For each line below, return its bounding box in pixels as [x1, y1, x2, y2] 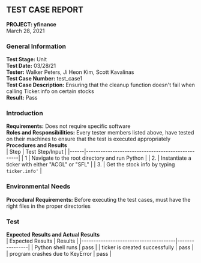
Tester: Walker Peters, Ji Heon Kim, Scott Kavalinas [6, 68, 134, 76]
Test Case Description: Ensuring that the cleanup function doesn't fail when [6, 81, 195, 89]
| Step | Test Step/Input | [6, 148, 67, 156]
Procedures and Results [6, 142, 67, 149]
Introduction [6, 109, 43, 118]
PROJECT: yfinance [6, 20, 57, 28]
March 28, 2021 [6, 27, 45, 34]
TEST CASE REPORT [6, 5, 84, 15]
